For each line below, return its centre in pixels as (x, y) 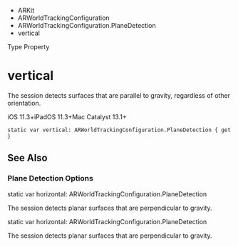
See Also (27, 158)
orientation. (24, 103)
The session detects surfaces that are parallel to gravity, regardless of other (119, 95)
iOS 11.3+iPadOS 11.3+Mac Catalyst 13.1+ (67, 116)
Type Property (29, 47)
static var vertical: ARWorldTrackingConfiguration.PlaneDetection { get (119, 130)
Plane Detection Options (51, 178)
